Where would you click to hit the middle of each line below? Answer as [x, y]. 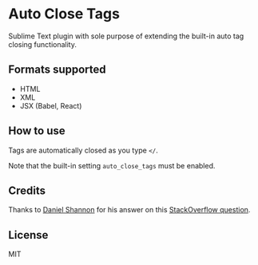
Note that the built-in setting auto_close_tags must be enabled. [112, 165]
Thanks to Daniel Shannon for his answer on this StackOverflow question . [129, 210]
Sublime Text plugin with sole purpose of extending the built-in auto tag [126, 36]
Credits [27, 190]
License [28, 235]
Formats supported [57, 70]
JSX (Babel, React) [51, 105]
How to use [37, 131]
